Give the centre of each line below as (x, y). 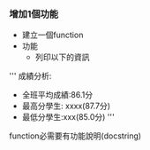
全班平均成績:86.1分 (57, 95)
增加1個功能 (34, 13)
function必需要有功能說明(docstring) (75, 136)
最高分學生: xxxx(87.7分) (66, 106)
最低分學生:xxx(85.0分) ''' (68, 117)
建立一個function (52, 35)
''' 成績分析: (30, 76)
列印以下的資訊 (62, 57)
